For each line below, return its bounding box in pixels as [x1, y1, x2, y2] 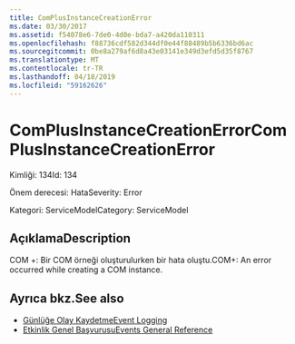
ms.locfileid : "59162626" [9, 81, 107, 90]
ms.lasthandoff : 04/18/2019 [9, 73, 116, 82]
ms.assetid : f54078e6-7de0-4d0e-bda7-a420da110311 [9, 30, 205, 39]
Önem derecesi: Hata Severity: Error [9, 187, 143, 198]
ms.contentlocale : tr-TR [9, 64, 103, 74]
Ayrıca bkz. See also [9, 290, 124, 306]
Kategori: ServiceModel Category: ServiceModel [9, 204, 189, 215]
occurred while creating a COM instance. [9, 264, 163, 275]
